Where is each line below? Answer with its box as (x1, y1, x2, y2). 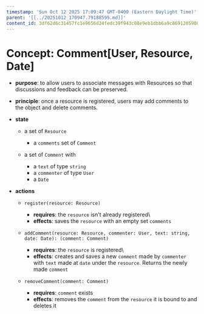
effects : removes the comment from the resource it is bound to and (33, 296, 197, 303)
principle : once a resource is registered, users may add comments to (15, 98, 189, 105)
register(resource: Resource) (24, 200, 101, 206)
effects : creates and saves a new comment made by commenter (33, 253, 187, 260)
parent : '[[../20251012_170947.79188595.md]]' (6, 15, 126, 21)
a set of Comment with (24, 151, 76, 159)
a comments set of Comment (33, 139, 97, 146)
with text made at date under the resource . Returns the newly (33, 259, 188, 267)
